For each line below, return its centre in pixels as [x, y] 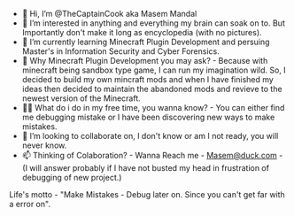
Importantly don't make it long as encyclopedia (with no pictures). [142, 32]
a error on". [30, 204]
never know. [44, 145]
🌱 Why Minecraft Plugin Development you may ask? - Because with [145, 61]
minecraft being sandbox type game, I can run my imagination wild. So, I [154, 70]
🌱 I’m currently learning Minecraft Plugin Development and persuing [146, 42]
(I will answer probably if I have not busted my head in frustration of [146, 168]
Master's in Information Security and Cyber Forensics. [120, 51]
